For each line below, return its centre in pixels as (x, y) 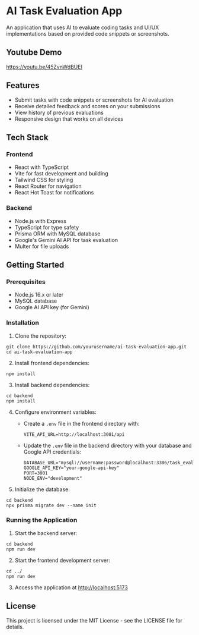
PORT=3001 (36, 473)
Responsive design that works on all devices (69, 119)
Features (23, 85)
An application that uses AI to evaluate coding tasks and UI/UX (83, 27)
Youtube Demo (34, 53)
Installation (23, 323)
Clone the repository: (41, 336)
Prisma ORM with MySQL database (57, 234)
